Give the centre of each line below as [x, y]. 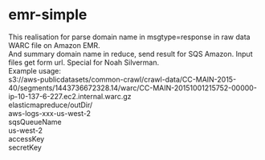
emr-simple [48, 15]
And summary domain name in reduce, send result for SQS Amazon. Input [130, 54]
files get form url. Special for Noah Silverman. [84, 62]
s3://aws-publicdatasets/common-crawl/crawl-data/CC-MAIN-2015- [122, 79]
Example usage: [35, 70]
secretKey [25, 147]
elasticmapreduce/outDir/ [51, 105]
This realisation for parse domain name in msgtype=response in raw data [129, 37]
